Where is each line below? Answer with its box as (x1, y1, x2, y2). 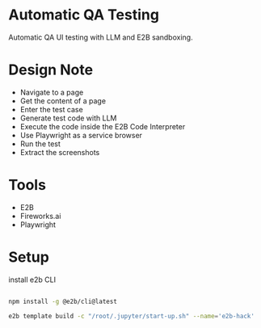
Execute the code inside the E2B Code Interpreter (19, 121, 186, 131)
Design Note (8, 61, 94, 79)
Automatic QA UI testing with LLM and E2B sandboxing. (8, 32, 193, 42)
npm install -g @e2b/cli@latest (8, 297, 117, 305)
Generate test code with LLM (19, 113, 117, 123)
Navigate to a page (19, 87, 84, 97)
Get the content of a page (19, 95, 107, 106)
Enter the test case (19, 104, 83, 114)
